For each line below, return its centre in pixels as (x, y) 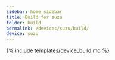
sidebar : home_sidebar (34, 12)
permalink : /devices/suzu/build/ (48, 28)
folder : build (24, 23)
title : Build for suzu (34, 17)
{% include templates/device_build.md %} (58, 50)
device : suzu (22, 34)
